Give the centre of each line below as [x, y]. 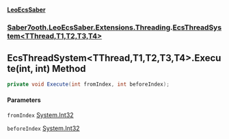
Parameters [24, 100]
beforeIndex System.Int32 [43, 128]
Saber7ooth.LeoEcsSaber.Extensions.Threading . [90, 27]
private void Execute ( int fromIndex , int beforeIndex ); [88, 85]
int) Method [61, 68]
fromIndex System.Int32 [40, 115]
